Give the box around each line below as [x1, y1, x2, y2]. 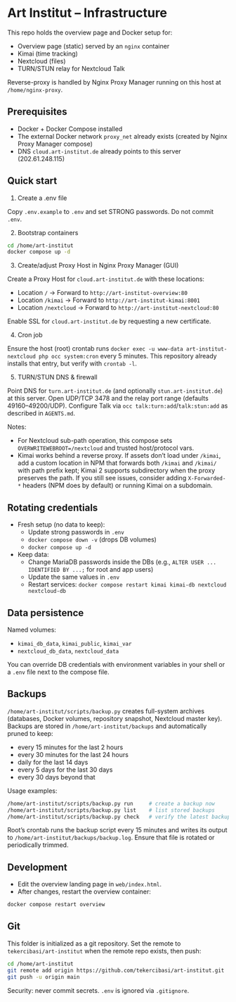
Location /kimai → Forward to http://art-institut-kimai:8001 [17, 296, 200, 304]
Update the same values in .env [27, 572, 120, 582]
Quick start [7, 175, 58, 187]
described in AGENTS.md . [7, 409, 76, 418]
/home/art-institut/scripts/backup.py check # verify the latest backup [7, 813, 231, 820]
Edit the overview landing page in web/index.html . [17, 880, 162, 889]
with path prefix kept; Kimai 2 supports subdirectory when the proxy [17, 466, 216, 475]
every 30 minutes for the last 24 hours [17, 750, 129, 758]
